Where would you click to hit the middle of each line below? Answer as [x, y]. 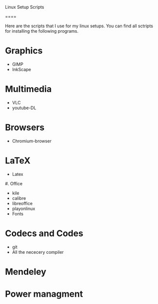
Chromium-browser [32, 141]
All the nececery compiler [38, 252]
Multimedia [28, 89]
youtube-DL [24, 108]
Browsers [25, 127]
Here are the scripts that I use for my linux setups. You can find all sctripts [79, 26]
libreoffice [22, 203]
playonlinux [24, 209]
